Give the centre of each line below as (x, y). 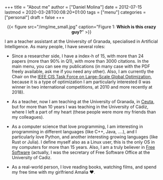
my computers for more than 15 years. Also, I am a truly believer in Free (83, 147)
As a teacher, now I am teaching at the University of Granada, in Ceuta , (83, 101)
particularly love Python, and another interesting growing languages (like (85, 137)
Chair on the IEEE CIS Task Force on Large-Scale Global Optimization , (82, 77)
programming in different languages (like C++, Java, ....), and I (74, 132)
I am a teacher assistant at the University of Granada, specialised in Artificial (81, 41)
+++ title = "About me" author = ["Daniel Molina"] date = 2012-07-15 (73, 7)
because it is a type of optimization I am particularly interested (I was (81, 82)
